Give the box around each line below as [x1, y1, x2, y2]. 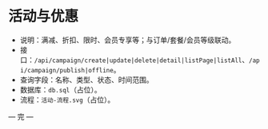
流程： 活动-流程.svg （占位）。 [19, 95, 115, 104]
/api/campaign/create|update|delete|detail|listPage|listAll [34, 57, 242, 64]
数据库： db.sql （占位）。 [19, 84, 102, 94]
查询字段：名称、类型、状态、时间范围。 [19, 75, 154, 84]
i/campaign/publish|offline [19, 66, 114, 74]
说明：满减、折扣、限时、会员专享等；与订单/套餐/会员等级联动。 [19, 35, 236, 45]
